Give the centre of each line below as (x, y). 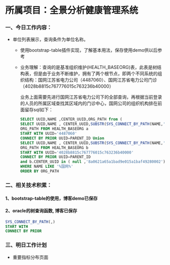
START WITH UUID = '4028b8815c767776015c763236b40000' (77, 153)
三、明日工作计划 (26, 245)
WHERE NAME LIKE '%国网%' (47, 167)
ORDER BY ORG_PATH (39, 171)
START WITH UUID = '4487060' (49, 134)
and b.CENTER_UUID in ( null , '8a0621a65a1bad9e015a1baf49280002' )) (94, 162)
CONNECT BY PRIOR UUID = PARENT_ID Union (62, 138)
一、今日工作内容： (29, 27)
